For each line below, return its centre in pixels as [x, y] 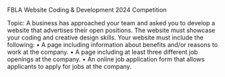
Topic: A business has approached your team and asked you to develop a [111, 23]
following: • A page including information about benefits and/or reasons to [112, 45]
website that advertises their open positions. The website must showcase [111, 30]
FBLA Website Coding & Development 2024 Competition [87, 10]
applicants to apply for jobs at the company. [69, 66]
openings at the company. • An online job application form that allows [106, 59]
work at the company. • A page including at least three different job [103, 52]
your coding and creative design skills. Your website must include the [106, 37]
